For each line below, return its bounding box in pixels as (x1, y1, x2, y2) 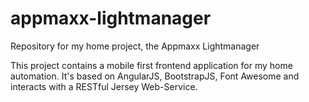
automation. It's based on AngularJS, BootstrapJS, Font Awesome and (10, 70, 300, 82)
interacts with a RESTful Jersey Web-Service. (10, 80, 198, 92)
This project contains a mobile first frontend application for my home (10, 59, 293, 71)
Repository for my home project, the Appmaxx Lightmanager (10, 40, 260, 52)
